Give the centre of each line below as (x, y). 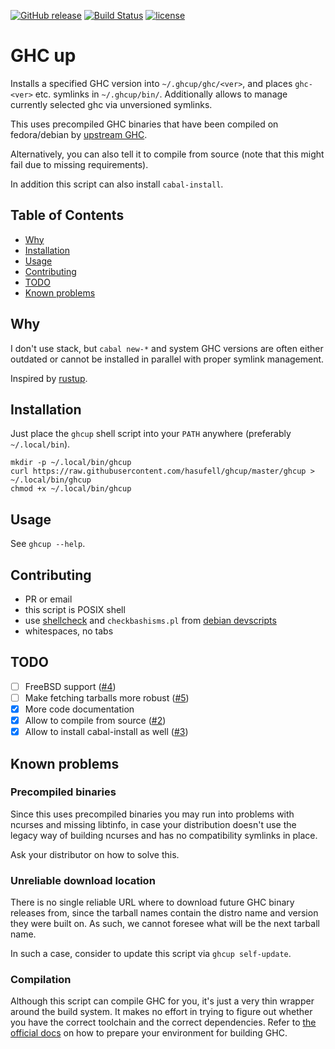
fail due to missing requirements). (79, 164)
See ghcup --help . (48, 544)
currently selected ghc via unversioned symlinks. (111, 104)
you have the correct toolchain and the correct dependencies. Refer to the (163, 1022)
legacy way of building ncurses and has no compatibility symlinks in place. (164, 835)
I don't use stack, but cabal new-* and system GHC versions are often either (167, 348)
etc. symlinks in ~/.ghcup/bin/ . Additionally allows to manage (161, 94)
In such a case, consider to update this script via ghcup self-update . (151, 954)
